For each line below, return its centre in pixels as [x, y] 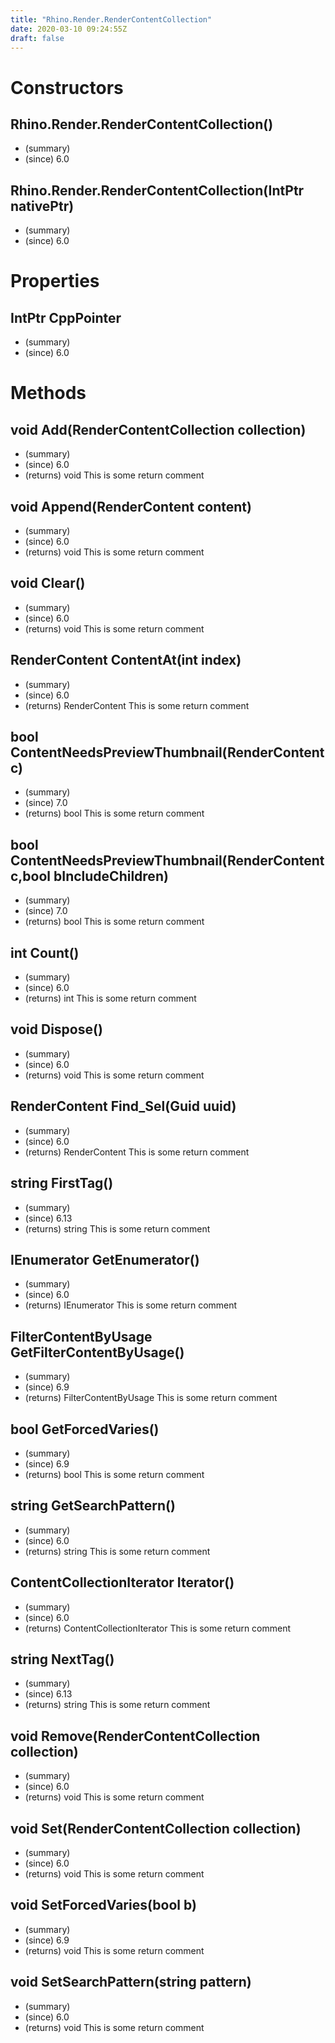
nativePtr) [42, 206]
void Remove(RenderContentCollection [135, 1736]
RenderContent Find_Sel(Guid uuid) [123, 1106]
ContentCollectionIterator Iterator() [122, 1582]
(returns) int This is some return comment [110, 998]
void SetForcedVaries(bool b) [103, 1905]
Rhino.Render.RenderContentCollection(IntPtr [157, 190]
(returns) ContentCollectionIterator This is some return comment [158, 1628]
